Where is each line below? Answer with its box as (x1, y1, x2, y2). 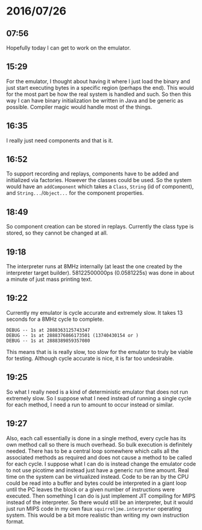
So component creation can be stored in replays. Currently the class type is (6, 223, 194, 230)
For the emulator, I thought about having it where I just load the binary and (6, 77, 191, 85)
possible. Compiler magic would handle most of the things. (6, 103, 153, 110)
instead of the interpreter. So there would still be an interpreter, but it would (6, 499, 193, 506)
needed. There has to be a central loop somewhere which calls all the (6, 447, 179, 455)
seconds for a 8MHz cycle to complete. (6, 315, 104, 323)
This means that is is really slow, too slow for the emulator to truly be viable (6, 348, 193, 355)
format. (6, 517, 25, 525)
